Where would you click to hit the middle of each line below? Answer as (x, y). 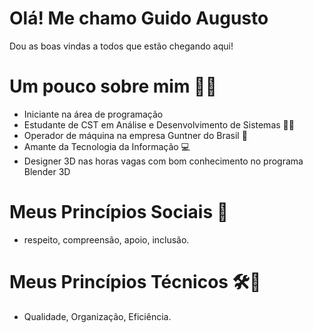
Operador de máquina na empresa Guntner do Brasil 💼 (135, 135)
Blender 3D (47, 171)
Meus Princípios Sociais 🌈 (119, 212)
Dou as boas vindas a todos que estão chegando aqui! (121, 46)
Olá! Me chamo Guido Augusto (139, 18)
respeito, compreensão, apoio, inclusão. (106, 239)
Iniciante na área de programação (93, 114)
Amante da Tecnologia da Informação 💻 (107, 146)
